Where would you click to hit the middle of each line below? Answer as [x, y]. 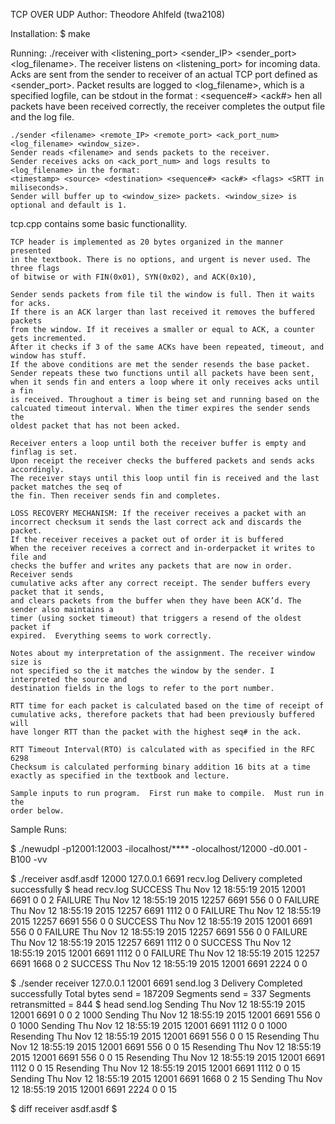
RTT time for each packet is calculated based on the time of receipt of [167, 706]
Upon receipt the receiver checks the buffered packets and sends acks [162, 461]
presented [31, 251]
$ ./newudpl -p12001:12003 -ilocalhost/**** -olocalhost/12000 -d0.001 [156, 848]
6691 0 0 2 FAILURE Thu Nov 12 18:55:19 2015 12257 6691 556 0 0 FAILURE [165, 900]
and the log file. [42, 117]
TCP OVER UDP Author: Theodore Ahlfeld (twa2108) [117, 14]
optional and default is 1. [69, 205]
